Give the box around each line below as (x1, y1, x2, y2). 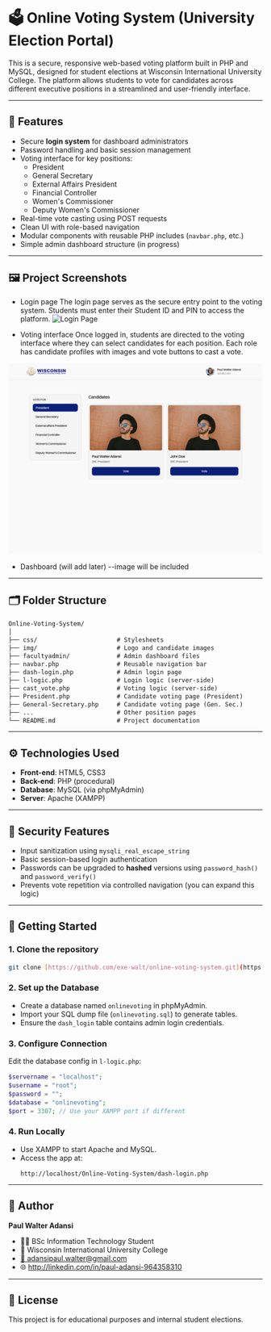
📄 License (8, 1293, 59, 1307)
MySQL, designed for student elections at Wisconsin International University (8, 66, 262, 76)
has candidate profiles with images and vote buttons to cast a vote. (19, 346, 244, 356)
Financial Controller (31, 187, 98, 197)
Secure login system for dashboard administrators (19, 136, 189, 146)
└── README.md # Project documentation (8, 717, 200, 725)
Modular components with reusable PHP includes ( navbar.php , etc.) (19, 230, 244, 241)
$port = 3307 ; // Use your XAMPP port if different (8, 1107, 186, 1115)
